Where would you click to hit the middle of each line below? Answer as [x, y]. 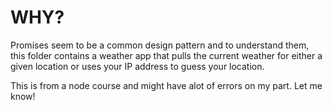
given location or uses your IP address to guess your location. [137, 66]
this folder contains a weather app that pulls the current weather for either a [166, 55]
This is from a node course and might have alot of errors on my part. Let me [166, 85]
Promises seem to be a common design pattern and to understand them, [160, 45]
